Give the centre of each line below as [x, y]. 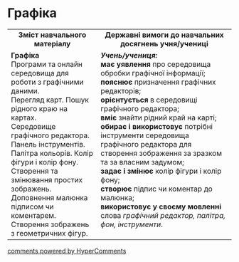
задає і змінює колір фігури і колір [161, 171]
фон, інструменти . [132, 224]
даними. [25, 90]
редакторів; [121, 90]
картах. [24, 117]
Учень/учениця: [129, 55]
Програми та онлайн [47, 64]
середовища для [40, 73]
